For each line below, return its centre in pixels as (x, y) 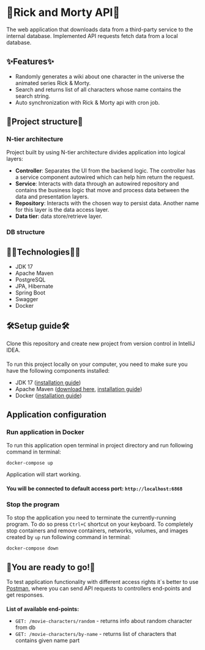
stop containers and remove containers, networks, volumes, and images (97, 531)
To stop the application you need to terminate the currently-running (91, 518)
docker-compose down (33, 548)
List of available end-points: (43, 609)
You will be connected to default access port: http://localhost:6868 (95, 488)
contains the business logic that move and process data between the (102, 190)
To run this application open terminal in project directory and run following (100, 446)
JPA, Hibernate (34, 286)
